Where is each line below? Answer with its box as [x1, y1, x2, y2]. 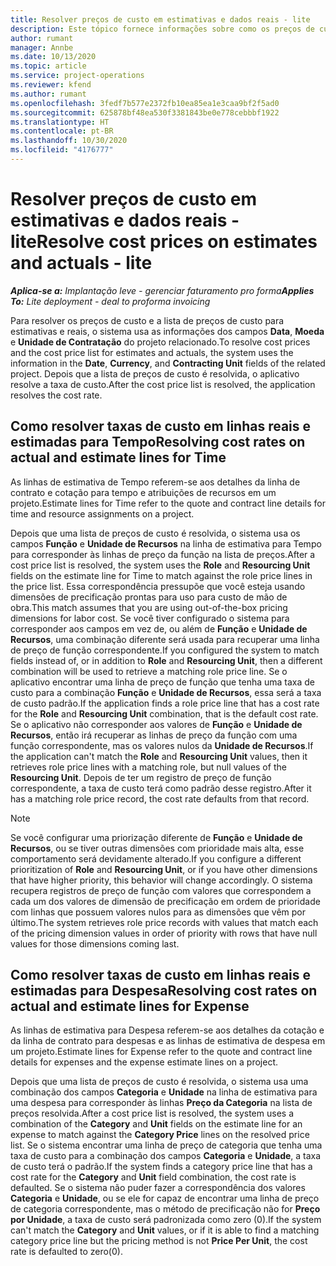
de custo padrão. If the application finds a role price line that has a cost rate [10, 697, 320, 709]
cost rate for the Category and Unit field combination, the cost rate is [10, 1171, 297, 1183]
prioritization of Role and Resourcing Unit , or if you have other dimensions [10, 863, 318, 875]
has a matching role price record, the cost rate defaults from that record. [10, 792, 310, 805]
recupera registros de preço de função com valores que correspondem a [10, 884, 312, 896]
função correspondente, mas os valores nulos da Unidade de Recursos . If [10, 739, 314, 751]
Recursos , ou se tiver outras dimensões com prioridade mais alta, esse [10, 842, 305, 854]
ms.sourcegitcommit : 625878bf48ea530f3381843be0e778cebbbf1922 [10, 107, 280, 118]
